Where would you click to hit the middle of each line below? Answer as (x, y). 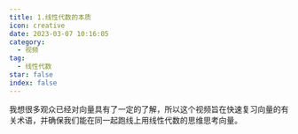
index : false (33, 83)
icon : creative (37, 26)
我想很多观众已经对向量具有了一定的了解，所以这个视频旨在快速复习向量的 (145, 109)
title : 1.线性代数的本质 (50, 17)
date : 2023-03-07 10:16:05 (59, 33)
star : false (31, 75)
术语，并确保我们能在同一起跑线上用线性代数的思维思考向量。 (129, 120)
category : (27, 42)
